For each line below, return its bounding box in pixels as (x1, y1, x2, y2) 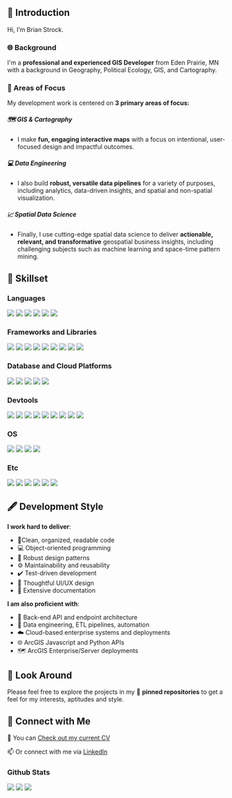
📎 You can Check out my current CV (7, 733, 111, 742)
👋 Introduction (7, 7, 71, 19)
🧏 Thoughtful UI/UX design (17, 579, 95, 587)
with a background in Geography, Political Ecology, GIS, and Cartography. (7, 66, 217, 74)
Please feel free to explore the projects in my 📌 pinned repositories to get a (7, 688, 223, 696)
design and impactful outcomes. (42, 143, 134, 151)
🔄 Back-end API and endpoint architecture (17, 613, 138, 622)
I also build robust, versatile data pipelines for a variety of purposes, (17, 179, 216, 187)
